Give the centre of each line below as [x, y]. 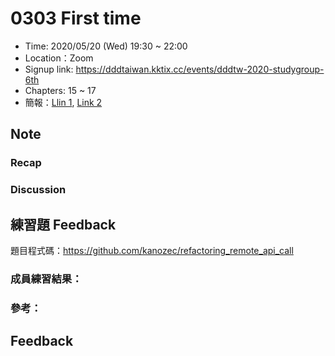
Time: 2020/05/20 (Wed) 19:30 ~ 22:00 [106, 46]
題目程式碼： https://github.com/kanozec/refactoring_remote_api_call [152, 250]
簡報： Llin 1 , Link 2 [63, 102]
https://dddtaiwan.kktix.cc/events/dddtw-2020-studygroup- [200, 69]
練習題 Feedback [63, 224]
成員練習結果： [46, 279]
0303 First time [76, 18]
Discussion [38, 190]
